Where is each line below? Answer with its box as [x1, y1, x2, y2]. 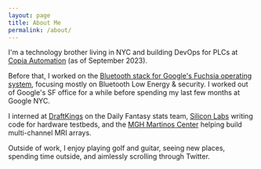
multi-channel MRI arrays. [8, 128, 92, 138]
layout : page [8, 11, 51, 20]
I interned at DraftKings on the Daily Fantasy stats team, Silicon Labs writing [8, 112, 253, 121]
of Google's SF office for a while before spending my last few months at [8, 88, 241, 97]
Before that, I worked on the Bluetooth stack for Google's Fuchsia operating [8, 72, 252, 81]
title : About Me [8, 19, 61, 27]
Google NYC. [8, 96, 51, 106]
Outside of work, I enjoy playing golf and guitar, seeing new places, [8, 143, 226, 153]
